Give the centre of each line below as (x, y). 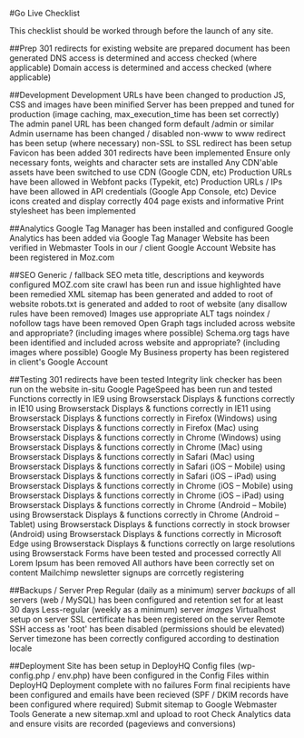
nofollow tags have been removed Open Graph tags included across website (152, 323)
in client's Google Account (59, 362)
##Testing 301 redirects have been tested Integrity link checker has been (146, 379)
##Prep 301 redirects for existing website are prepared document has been (150, 48)
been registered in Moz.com (62, 257)
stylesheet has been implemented (73, 211)
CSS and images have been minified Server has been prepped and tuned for (152, 105)
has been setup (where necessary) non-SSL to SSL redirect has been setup (151, 143)
